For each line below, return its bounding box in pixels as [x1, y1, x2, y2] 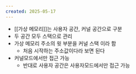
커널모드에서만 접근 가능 [14, 54, 70, 61]
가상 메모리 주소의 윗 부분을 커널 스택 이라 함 [14, 40, 117, 47]
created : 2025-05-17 [5, 8, 57, 15]
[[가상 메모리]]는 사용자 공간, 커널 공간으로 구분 [14, 25, 122, 32]
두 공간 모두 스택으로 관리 [14, 33, 73, 40]
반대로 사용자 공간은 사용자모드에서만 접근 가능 [22, 62, 130, 69]
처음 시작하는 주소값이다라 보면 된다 [22, 47, 105, 54]
